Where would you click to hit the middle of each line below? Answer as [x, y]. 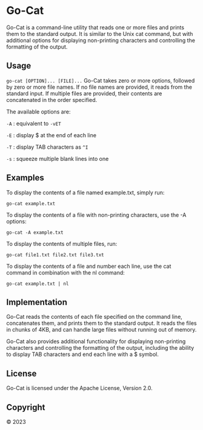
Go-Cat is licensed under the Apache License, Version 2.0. [79, 388]
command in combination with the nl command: [66, 272]
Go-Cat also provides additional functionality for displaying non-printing [96, 341]
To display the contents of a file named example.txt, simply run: [85, 193]
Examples [25, 178]
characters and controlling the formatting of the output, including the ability [100, 348]
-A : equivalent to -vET [34, 123]
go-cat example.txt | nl [38, 284]
